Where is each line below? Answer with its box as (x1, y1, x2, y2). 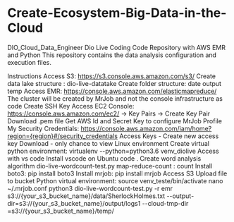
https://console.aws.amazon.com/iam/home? (80, 124, 212, 132)
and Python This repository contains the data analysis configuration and (7, 51, 217, 59)
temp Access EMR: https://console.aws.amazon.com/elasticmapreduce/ (7, 87, 217, 95)
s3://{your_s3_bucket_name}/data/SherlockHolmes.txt (7, 192, 166, 200)
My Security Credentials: (7, 124, 80, 132)
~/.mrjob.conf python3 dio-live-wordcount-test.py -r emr (7, 184, 173, 192)
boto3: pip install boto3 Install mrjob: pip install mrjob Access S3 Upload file (7, 169, 228, 178)
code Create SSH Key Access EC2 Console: (7, 101, 135, 110)
